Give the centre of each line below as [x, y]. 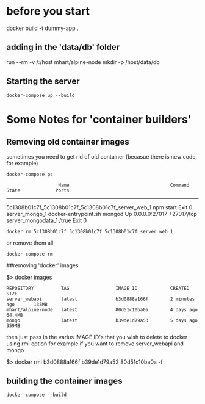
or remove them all [30, 243]
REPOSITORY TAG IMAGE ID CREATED [98, 288]
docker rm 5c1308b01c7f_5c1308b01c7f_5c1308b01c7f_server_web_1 [90, 231]
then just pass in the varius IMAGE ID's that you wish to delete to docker [97, 337]
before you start [48, 11]
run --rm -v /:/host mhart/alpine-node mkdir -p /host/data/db [83, 62]
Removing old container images [68, 142]
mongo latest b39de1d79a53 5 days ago [102, 320]
